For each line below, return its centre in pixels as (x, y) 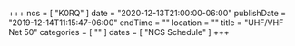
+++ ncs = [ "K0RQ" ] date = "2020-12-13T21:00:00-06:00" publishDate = (147, 13)
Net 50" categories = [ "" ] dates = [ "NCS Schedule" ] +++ (119, 32)
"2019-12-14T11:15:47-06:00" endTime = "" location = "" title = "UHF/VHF (146, 23)
